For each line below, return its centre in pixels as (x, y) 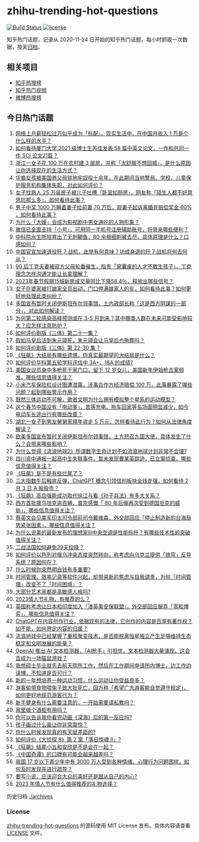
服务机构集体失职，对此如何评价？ (62, 185)
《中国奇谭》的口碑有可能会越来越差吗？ (64, 754)
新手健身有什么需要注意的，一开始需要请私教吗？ (75, 702)
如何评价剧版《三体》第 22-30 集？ (58, 348)
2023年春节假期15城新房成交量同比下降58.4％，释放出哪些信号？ (94, 281)
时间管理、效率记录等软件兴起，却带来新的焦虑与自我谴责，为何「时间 (101, 577)
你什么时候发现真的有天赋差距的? (56, 732)
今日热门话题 (30, 118)
